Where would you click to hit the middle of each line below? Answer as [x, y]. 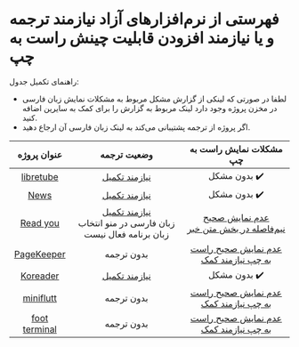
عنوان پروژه [40, 154]
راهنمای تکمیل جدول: [44, 81]
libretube [40, 177]
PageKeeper [40, 254]
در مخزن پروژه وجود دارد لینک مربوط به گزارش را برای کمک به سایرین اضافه [149, 108]
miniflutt [40, 298]
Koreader [40, 276]
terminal [40, 329]
